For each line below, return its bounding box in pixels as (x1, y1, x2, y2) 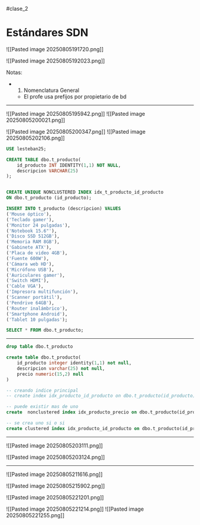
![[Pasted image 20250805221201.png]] (6, 493, 104, 501)
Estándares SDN (6, 26, 89, 39)
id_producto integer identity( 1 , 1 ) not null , (17, 360, 132, 366)
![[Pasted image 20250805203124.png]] (6, 453, 105, 461)
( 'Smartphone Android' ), (6, 311, 68, 317)
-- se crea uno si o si (6, 420, 65, 426)
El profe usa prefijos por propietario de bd (23, 92, 127, 100)
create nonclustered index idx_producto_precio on (6, 409, 137, 415)
